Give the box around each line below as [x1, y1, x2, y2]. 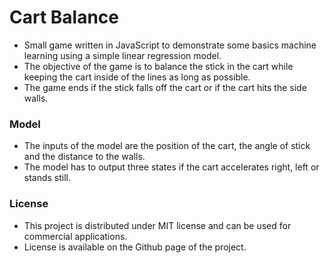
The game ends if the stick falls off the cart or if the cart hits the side [23, 81, 307, 93]
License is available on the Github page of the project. [23, 241, 247, 253]
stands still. [23, 172, 72, 184]
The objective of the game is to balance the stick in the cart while [23, 60, 294, 72]
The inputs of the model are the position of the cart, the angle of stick [23, 140, 311, 152]
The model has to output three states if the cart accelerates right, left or [23, 161, 320, 173]
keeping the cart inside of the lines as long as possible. [23, 71, 251, 83]
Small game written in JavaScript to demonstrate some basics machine [23, 39, 317, 51]
